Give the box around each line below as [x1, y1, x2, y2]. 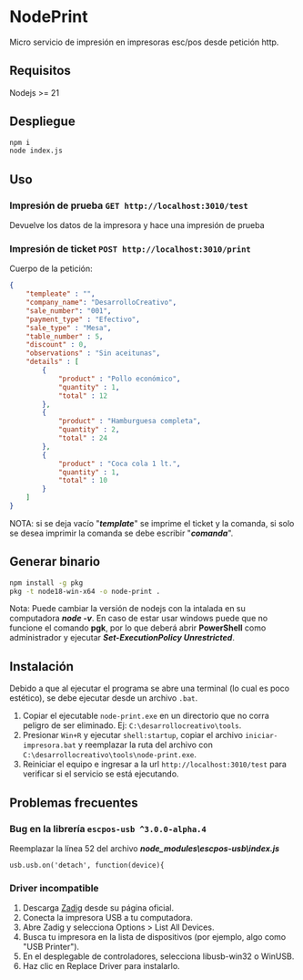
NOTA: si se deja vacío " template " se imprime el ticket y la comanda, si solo [9, 517, 295, 528]
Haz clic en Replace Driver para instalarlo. [22, 961, 180, 972]
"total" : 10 [57, 476, 107, 485]
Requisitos [9, 63, 71, 78]
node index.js [9, 146, 64, 156]
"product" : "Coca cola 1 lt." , [57, 459, 181, 468]
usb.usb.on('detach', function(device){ [9, 860, 166, 870]
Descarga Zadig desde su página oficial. [22, 902, 175, 913]
